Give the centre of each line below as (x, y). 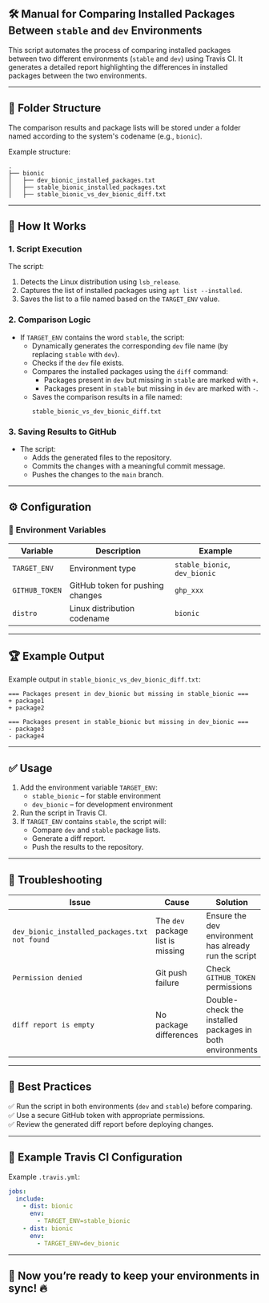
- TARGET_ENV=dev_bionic (78, 1243)
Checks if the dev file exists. (78, 363)
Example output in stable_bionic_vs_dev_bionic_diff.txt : (105, 679)
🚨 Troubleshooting (55, 880)
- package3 (26, 729)
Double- (222, 1000)
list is (165, 941)
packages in (229, 1030)
